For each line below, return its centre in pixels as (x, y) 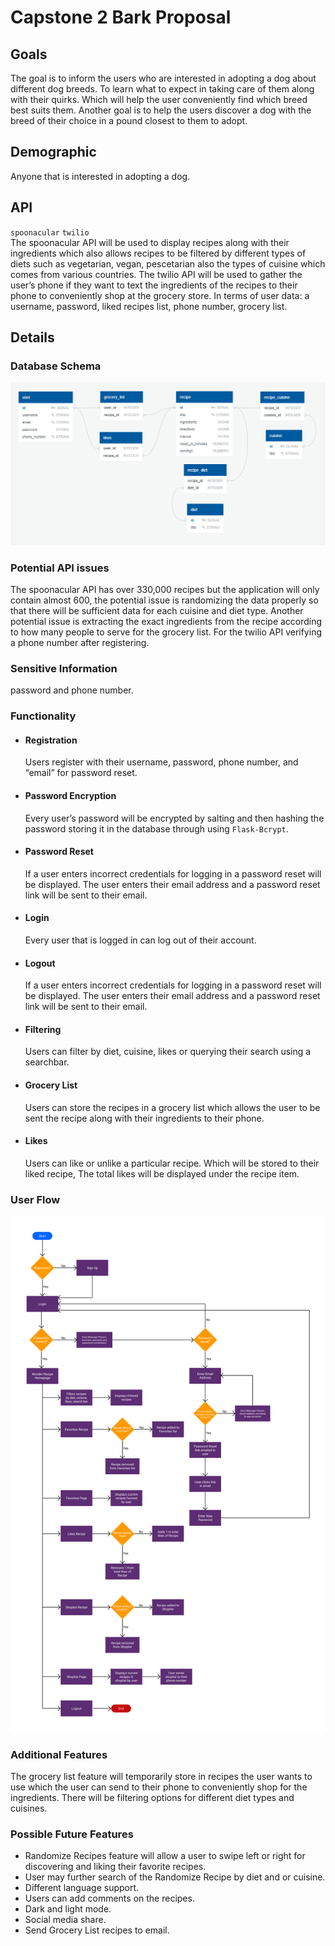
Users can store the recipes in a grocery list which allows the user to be (172, 1107)
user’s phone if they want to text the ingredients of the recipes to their (154, 285)
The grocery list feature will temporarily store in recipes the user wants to (161, 1777)
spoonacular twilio (50, 232)
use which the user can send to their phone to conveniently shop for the (159, 1787)
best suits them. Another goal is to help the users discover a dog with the (161, 110)
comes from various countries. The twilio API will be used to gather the (156, 274)
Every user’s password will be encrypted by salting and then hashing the (174, 818)
